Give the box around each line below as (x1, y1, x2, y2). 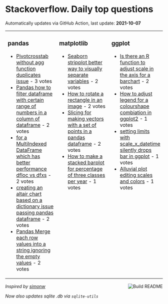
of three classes (67, 171, 105, 178)
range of (16, 103, 36, 110)
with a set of (67, 121, 96, 128)
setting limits (119, 128, 150, 135)
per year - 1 (67, 178, 96, 185)
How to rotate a (67, 90, 104, 97)
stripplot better (67, 59, 102, 66)
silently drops (119, 146, 151, 153)
